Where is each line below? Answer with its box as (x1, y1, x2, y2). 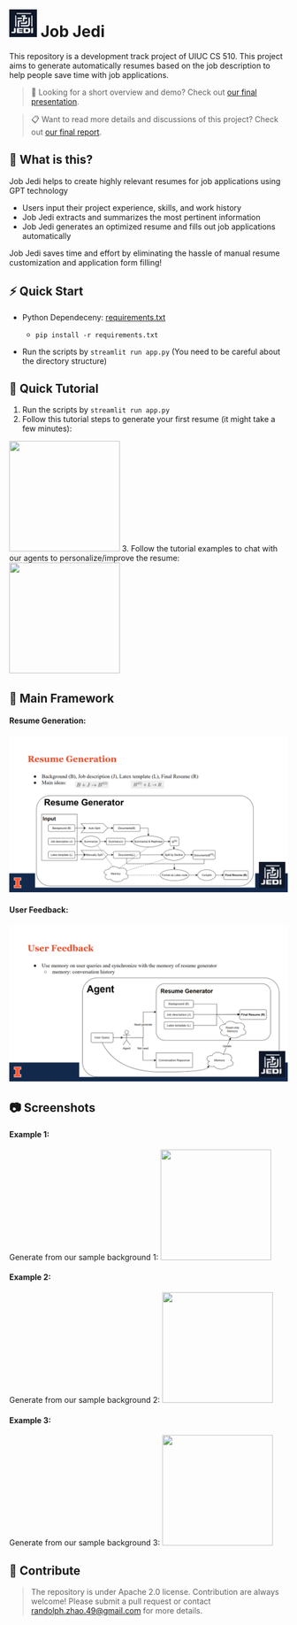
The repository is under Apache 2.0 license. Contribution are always (30, 1586, 280, 1597)
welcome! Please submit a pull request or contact (30, 1596, 211, 1606)
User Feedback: (9, 905, 69, 915)
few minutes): (21, 423, 72, 434)
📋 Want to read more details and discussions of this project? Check (30, 113, 278, 124)
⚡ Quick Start (9, 284, 84, 299)
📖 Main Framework (9, 690, 115, 705)
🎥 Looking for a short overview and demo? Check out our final (30, 87, 258, 97)
